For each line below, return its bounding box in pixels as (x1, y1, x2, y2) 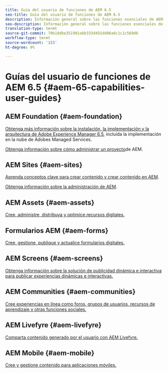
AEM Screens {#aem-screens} (5, 254, 103, 263)
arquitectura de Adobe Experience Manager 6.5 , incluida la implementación (5, 131, 161, 137)
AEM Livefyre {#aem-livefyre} (5, 321, 102, 330)
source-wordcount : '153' (5, 40, 57, 45)
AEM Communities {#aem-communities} (5, 287, 136, 296)
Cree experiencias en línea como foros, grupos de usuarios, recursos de (5, 301, 155, 307)
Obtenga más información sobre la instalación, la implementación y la (5, 125, 149, 131)
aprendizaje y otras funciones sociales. (5, 306, 87, 312)
